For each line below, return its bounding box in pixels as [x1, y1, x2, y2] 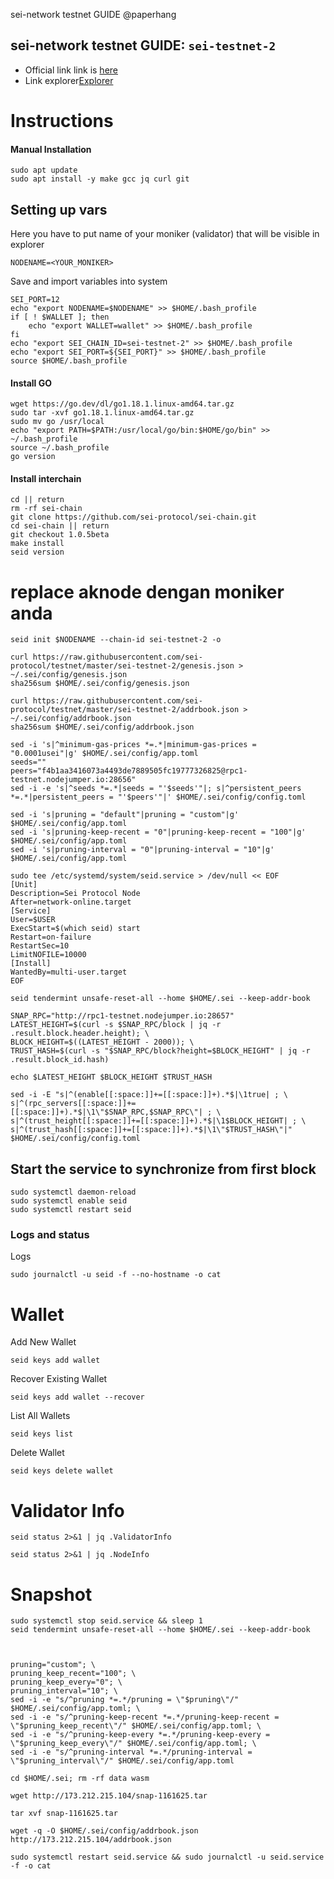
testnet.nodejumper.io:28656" [10, 775, 137, 785]
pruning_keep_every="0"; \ [10, 1677, 123, 1688]
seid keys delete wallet [10, 1466, 114, 1476]
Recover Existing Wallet [10, 1373, 108, 1385]
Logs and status [10, 1228, 90, 1242]
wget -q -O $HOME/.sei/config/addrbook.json [10, 1826, 199, 1836]
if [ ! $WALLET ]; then [10, 312, 110, 323]
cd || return [10, 495, 65, 505]
